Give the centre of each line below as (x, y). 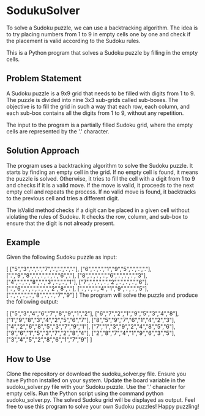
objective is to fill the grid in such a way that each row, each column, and (98, 106)
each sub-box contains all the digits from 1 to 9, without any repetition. (95, 113)
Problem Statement (44, 78)
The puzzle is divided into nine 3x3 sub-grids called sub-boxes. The (92, 100)
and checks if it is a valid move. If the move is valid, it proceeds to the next (100, 185)
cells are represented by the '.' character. (58, 131)
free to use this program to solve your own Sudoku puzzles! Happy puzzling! (103, 407)
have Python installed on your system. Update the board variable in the (96, 380)
